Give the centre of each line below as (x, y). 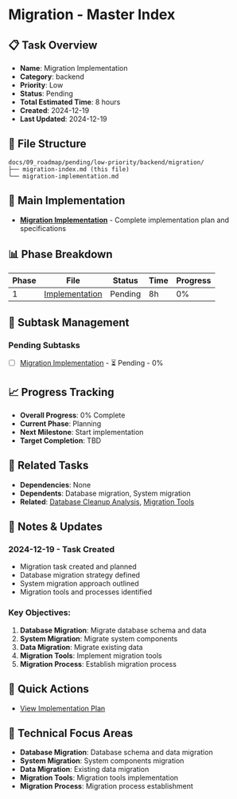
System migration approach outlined (79, 584)
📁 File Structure (47, 144)
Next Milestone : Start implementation (82, 432)
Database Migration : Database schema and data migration (116, 752)
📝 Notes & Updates (56, 527)
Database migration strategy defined (80, 575)
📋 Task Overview (53, 45)
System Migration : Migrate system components (99, 638)
